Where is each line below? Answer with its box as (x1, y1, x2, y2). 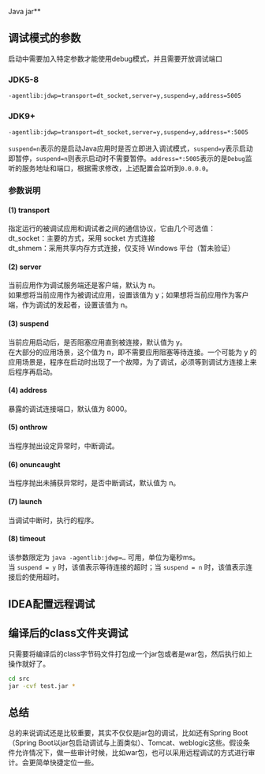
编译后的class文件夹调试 (8, 626, 129, 640)
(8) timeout (8, 534, 46, 544)
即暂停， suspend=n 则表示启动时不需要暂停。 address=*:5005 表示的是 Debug (8, 154, 246, 163)
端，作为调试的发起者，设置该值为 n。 (8, 300, 132, 310)
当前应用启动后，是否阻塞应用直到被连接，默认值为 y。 (8, 337, 187, 346)
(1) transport (8, 205, 50, 215)
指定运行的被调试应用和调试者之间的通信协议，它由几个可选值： (8, 224, 215, 234)
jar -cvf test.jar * (8, 682, 77, 690)
